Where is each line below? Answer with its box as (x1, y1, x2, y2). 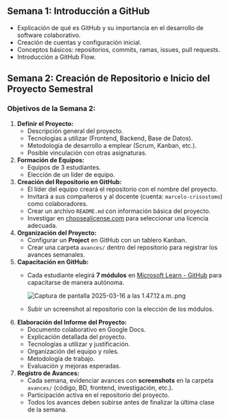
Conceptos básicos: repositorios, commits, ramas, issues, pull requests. (16, 45, 221, 53)
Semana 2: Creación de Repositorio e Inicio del (7, 73, 210, 84)
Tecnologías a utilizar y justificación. (27, 340, 130, 348)
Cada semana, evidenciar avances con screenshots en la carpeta (27, 376, 214, 384)
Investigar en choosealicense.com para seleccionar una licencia (27, 214, 209, 222)
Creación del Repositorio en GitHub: (16, 177, 122, 186)
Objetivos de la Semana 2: (7, 104, 96, 114)
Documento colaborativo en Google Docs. (27, 325, 146, 333)
